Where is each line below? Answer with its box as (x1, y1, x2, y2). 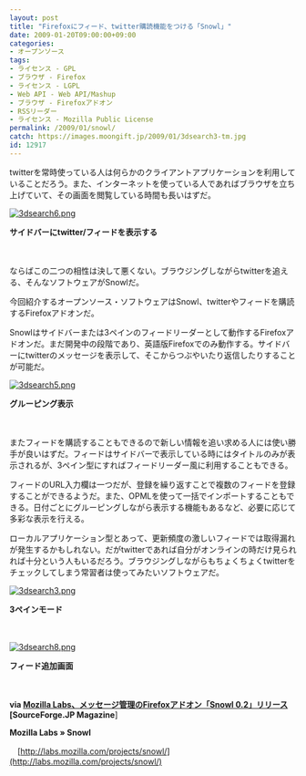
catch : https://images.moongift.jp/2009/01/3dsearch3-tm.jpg (9, 132, 247, 141)
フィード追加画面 (9, 660, 74, 671)
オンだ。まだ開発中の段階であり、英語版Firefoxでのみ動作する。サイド (16, 338, 282, 349)
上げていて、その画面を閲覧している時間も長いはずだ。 (9, 189, 216, 201)
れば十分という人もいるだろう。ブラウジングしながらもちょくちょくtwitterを (9, 555, 296, 566)
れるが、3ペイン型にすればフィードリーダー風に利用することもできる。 (25, 460, 293, 471)
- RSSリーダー (9, 107, 57, 116)
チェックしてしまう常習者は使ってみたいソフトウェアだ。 (9, 566, 225, 577)
